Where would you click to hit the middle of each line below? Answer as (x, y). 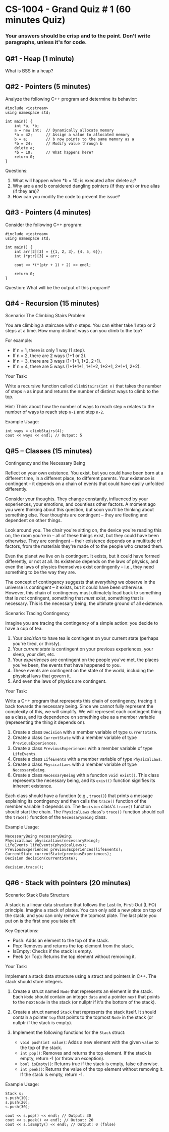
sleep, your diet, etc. (34, 655)
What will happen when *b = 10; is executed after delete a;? (74, 180)
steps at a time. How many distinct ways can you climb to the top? (74, 331)
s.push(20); (18, 1102)
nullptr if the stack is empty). (42, 1022)
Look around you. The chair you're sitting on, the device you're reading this (83, 530)
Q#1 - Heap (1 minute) (40, 58)
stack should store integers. (34, 981)
